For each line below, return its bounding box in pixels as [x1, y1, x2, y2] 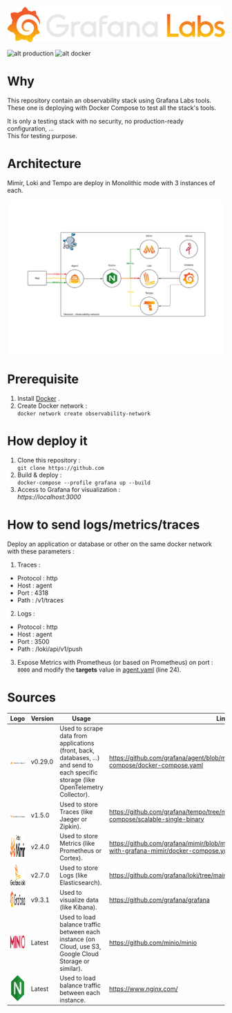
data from [59, 732, 88, 740]
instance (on [59, 935, 95, 943]
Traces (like [59, 807, 93, 815]
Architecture [7, 156, 81, 172]
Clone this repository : [17, 456, 81, 464]
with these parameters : [7, 547, 75, 556]
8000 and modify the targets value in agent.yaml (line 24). [17, 665, 182, 674]
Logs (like [59, 871, 88, 880]
